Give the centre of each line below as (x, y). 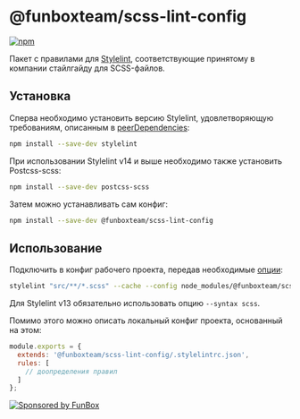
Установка (40, 96)
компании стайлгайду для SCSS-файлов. (87, 68)
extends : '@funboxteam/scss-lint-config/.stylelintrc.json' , (133, 355)
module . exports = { (46, 346)
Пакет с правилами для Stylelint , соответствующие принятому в (132, 58)
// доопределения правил (71, 372)
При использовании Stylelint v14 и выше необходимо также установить (146, 161)
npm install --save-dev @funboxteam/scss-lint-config (112, 220)
